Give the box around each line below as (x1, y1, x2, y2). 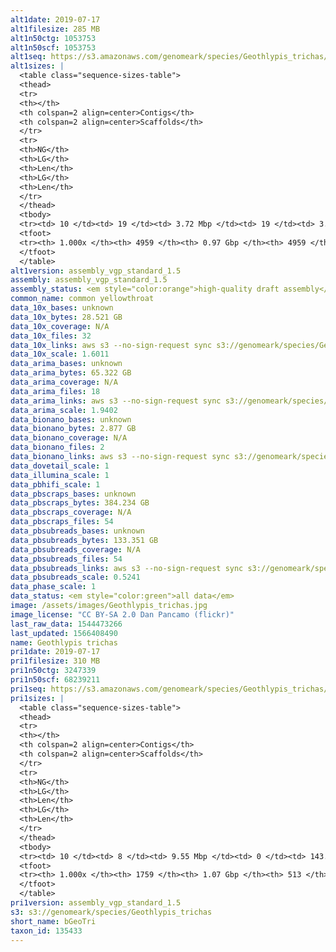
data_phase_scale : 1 (10, 582, 97, 592)
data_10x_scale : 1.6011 (10, 349, 110, 360)
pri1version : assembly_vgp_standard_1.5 (10, 898, 182, 908)
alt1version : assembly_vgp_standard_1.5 (10, 266, 182, 276)
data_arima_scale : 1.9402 (10, 405, 118, 415)
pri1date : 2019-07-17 (10, 647, 101, 657)
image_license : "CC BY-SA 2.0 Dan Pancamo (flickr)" (10, 609, 235, 620)
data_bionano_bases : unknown (10, 414, 132, 425)
